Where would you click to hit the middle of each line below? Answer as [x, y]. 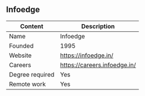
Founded [22, 45]
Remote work [27, 84]
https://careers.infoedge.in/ [98, 65]
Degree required [32, 74]
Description [98, 26]
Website [20, 55]
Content [32, 26]
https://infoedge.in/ [87, 55]
